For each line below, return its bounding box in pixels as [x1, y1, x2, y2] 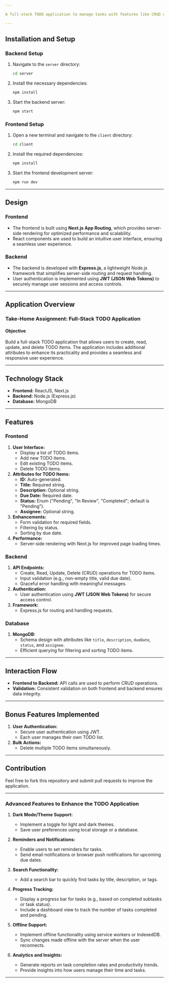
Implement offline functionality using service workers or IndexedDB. [20, 932, 161, 938]
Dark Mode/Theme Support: [12, 812, 73, 818]
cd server [12, 71, 34, 76]
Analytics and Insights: [12, 952, 62, 958]
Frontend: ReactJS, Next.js [12, 388, 69, 394]
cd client [12, 142, 34, 147]
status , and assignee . [20, 642, 65, 648]
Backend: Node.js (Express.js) [12, 393, 76, 399]
